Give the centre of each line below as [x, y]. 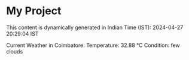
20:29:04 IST [22, 33]
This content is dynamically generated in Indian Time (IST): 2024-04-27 [95, 27]
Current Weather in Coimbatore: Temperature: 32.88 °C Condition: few [93, 45]
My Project [34, 11]
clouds [15, 51]
